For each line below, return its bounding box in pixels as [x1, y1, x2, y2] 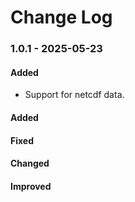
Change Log [10, 6, 113, 29]
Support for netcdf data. [24, 89, 125, 101]
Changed [10, 157, 50, 170]
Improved [10, 180, 52, 192]
